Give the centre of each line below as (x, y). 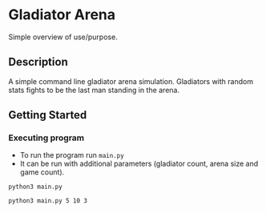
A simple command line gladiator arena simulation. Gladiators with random (131, 81)
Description (38, 62)
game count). (42, 172)
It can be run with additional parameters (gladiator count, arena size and (139, 164)
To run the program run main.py (72, 155)
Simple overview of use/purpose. (63, 37)
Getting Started (48, 115)
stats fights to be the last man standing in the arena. (94, 90)
